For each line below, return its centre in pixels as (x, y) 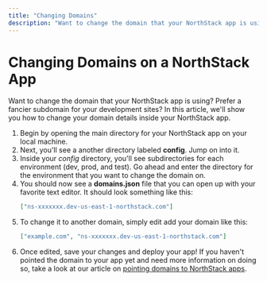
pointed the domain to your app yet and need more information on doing (138, 260)
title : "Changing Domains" (53, 15)
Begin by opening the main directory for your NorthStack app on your (133, 133)
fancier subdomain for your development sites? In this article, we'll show (127, 110)
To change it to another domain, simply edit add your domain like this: (133, 222)
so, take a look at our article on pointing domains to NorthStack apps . (133, 269)
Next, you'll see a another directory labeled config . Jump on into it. (130, 150)
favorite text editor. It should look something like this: (106, 192)
